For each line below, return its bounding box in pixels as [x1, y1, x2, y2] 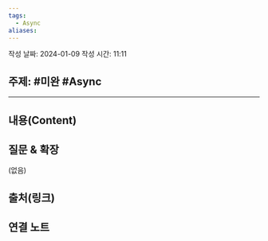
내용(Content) [8, 113, 77, 127]
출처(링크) [8, 191, 56, 204]
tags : [8, 11, 26, 20]
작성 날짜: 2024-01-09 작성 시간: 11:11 [8, 49, 128, 59]
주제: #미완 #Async [8, 75, 102, 88]
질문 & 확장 [8, 142, 60, 156]
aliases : [8, 26, 37, 34]
